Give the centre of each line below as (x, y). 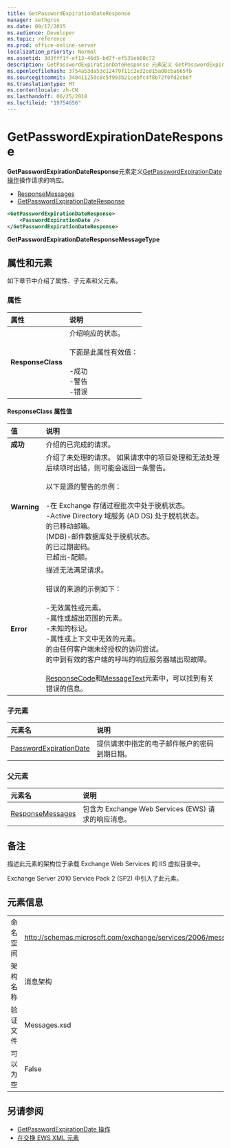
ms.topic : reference (37, 39)
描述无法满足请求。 (77, 570)
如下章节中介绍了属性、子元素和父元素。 (64, 281)
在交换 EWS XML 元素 (48, 1138)
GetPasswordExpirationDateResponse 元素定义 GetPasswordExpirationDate (114, 171)
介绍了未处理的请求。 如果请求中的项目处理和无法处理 (133, 457)
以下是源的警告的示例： (84, 487)
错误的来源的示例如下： (84, 588)
